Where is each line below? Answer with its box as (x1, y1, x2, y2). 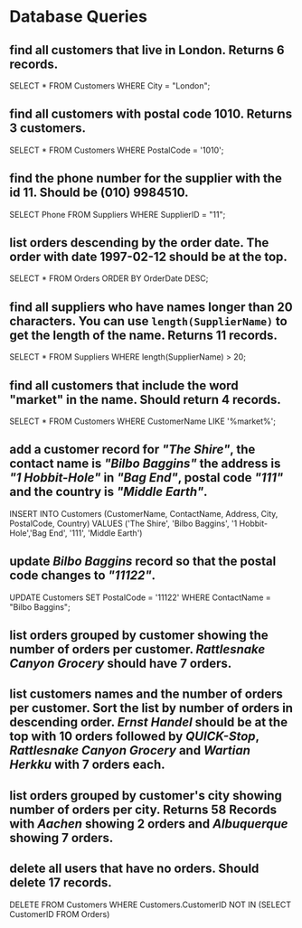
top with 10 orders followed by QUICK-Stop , (9, 729, 260, 745)
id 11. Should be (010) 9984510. (9, 185, 189, 201)
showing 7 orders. (9, 830, 114, 846)
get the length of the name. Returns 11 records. (9, 327, 278, 342)
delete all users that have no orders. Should (9, 861, 260, 876)
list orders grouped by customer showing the (9, 628, 269, 643)
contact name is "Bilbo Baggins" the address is (9, 456, 281, 472)
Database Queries (9, 6, 147, 27)
